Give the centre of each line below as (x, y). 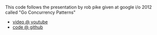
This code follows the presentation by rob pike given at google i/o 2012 (78, 7)
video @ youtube (30, 22)
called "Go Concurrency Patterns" (41, 12)
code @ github (28, 27)
